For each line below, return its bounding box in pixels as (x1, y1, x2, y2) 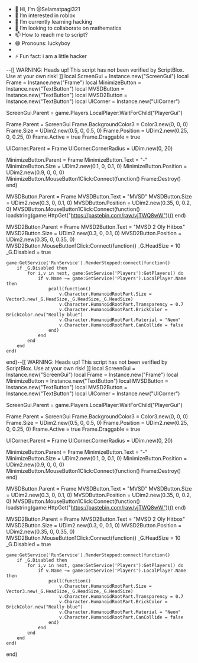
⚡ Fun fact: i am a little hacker (14, 53, 87, 59)
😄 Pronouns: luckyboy (14, 40, 71, 47)
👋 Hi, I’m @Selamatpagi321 (14, 6, 81, 12)
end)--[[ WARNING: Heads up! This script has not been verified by (6, 358, 168, 366)
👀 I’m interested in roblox (14, 12, 76, 19)
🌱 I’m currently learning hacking (14, 18, 93, 25)
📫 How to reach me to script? (14, 31, 88, 38)
